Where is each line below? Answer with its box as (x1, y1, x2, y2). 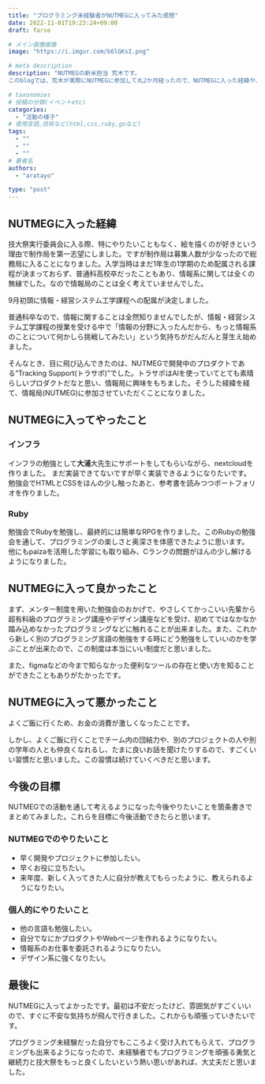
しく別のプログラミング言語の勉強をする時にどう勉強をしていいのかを (21, 634, 250, 643)
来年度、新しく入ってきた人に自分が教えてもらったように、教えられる (19, 873, 247, 882)
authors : (8, 164, 37, 172)
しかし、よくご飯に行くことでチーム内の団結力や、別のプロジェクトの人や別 (8, 735, 256, 744)
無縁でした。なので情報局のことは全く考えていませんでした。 (8, 278, 208, 288)
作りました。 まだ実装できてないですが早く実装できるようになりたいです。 (8, 468, 251, 478)
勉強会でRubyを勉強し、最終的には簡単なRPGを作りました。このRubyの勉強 (8, 527, 256, 536)
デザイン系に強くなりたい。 (19, 953, 110, 963)
